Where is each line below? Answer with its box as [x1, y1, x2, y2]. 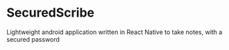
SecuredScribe [6, 5, 95, 21]
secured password [6, 35, 60, 43]
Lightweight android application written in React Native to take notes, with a [6, 28, 223, 36]
